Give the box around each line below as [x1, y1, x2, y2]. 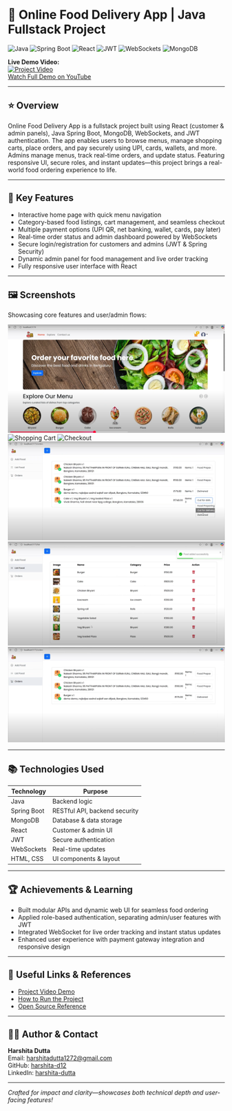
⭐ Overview [8, 100, 59, 112]
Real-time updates [52, 845, 106, 853]
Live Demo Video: [8, 57, 60, 66]
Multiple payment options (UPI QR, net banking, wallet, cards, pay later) [17, 225, 221, 233]
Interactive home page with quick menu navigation [17, 211, 162, 219]
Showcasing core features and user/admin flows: [8, 311, 147, 319]
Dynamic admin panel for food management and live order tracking [17, 254, 209, 262]
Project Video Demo [17, 987, 75, 996]
